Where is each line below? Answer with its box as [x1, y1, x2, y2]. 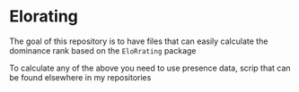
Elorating [9, 6, 79, 27]
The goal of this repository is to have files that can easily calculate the [9, 36, 268, 46]
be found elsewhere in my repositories [9, 71, 152, 82]
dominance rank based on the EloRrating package [9, 45, 197, 55]
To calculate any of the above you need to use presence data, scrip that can [9, 63, 291, 73]
